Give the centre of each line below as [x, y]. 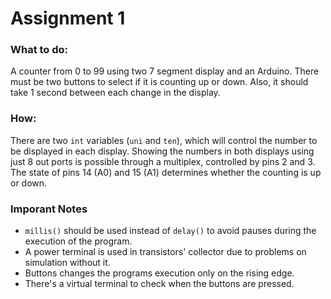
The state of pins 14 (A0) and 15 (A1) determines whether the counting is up [166, 172]
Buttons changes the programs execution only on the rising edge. [159, 273]
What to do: [39, 50]
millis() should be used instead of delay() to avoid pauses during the [170, 231]
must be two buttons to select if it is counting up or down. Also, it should [159, 82]
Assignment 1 [68, 18]
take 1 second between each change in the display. [115, 93]
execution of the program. [78, 241]
